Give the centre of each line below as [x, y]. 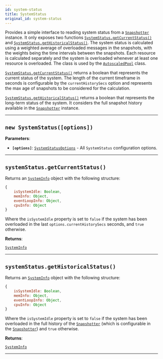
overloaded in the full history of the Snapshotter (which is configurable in [78, 323]
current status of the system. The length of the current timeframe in [73, 78]
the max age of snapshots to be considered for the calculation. [68, 89]
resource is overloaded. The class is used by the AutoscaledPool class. [76, 63]
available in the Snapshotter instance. [42, 108]
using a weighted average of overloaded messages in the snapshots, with [79, 48]
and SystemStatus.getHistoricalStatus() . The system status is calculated [79, 43]
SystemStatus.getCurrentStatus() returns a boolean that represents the [76, 73]
